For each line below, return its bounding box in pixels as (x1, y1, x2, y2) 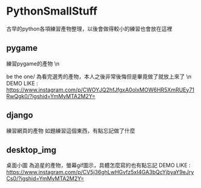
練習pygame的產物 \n (6, 59, 60, 67)
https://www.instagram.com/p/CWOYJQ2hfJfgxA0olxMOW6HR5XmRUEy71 (6, 86, 195, 93)
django (6, 110, 33, 121)
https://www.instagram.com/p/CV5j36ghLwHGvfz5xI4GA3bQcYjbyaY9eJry (6, 169, 194, 176)
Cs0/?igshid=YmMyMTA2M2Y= (6, 175, 85, 183)
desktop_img (6, 144, 56, 155)
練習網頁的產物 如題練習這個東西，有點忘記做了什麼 (6, 127, 135, 134)
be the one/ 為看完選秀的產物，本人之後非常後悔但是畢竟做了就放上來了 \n (6, 73, 192, 80)
